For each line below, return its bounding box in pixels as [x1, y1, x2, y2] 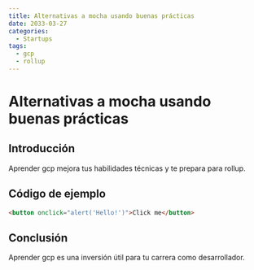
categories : [8, 27, 49, 35]
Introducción [8, 142, 76, 155]
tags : [8, 42, 27, 50]
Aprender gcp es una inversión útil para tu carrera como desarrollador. [8, 253, 246, 263]
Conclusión [8, 231, 68, 245]
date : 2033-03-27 [8, 20, 68, 28]
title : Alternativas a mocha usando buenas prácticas [8, 11, 195, 20]
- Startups [15, 34, 53, 43]
